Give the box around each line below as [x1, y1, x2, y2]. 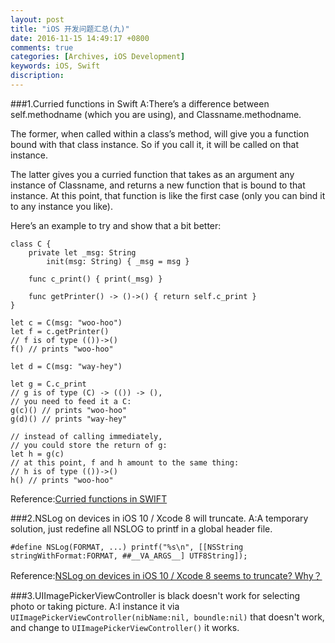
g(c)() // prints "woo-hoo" [10, 405, 128, 415]
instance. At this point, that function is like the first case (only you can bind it [10, 189, 326, 201]
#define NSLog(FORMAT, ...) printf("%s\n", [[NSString [10, 542, 244, 552]
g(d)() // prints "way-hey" [10, 414, 128, 424]
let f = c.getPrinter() [10, 326, 110, 336]
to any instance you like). [10, 200, 113, 212]
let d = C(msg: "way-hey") [10, 361, 123, 371]
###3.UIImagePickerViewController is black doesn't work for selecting [10, 589, 301, 601]
